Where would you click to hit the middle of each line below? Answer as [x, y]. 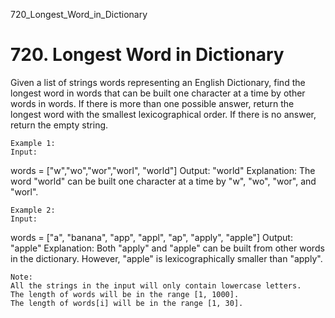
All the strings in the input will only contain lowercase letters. [156, 285]
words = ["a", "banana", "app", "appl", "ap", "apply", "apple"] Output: [151, 237]
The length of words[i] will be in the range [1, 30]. [127, 303]
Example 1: [33, 143]
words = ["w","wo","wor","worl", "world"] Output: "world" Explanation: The [163, 170]
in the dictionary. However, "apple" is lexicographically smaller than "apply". [166, 258]
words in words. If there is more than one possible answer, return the [152, 103]
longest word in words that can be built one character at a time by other [158, 93]
